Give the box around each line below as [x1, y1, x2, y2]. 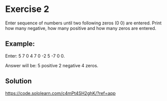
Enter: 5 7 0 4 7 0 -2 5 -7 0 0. [5, 53, 65, 59]
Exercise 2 [5, 3, 49, 15]
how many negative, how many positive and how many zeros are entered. [5, 25, 157, 31]
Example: [5, 40, 35, 48]
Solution [5, 77, 32, 86]
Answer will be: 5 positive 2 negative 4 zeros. [5, 62, 99, 68]
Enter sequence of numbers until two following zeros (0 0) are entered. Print [5, 20, 162, 26]
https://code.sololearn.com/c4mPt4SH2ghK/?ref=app [5, 90, 116, 96]
